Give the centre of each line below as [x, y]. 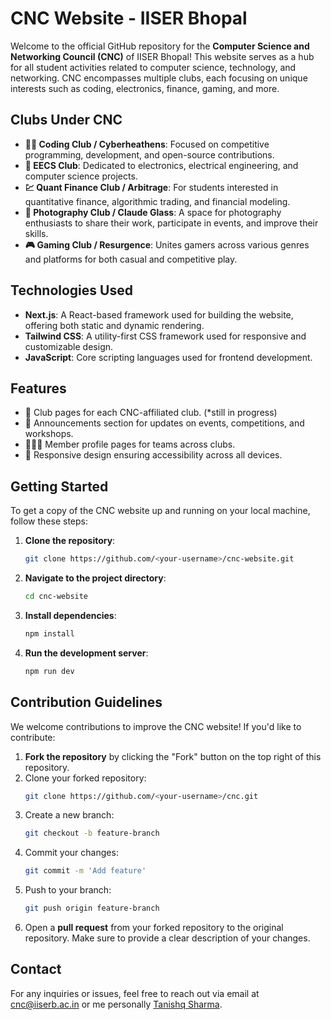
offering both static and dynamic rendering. [114, 325]
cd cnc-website [56, 597]
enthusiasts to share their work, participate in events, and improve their [171, 223]
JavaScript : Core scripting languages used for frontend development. [168, 357]
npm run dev [49, 671]
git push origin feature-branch [92, 908]
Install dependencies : [70, 615]
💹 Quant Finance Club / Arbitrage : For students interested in [151, 187]
